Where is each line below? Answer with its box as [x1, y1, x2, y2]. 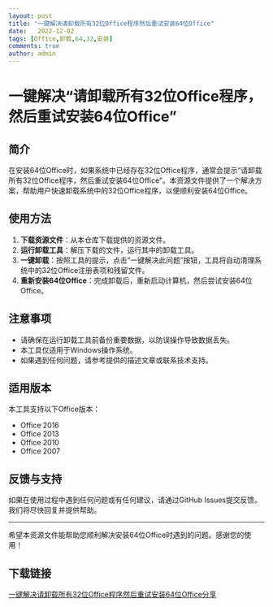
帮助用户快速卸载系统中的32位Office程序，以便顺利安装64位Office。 [22, 186, 253, 195]
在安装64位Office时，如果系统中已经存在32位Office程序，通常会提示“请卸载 [8, 166, 262, 175]
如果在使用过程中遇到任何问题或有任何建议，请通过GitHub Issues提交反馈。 [8, 495, 262, 505]
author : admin [8, 50, 57, 58]
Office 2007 [19, 446, 61, 456]
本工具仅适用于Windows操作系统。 [19, 345, 137, 354]
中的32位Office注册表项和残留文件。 [27, 265, 150, 275]
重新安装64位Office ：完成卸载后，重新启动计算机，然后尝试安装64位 [19, 275, 253, 285]
